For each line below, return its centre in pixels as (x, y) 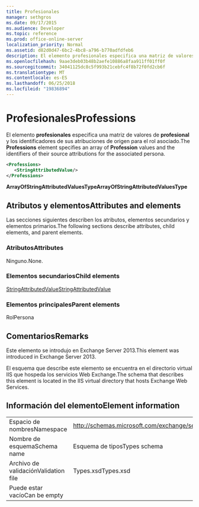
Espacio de (25, 422)
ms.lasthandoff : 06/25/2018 (41, 84)
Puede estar (26, 487)
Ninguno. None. (25, 261)
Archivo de (24, 463)
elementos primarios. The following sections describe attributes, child (90, 226)
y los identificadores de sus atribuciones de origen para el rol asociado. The (98, 141)
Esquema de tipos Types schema (118, 446)
